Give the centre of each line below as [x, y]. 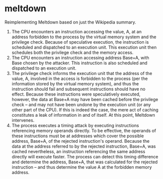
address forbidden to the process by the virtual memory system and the [84, 37]
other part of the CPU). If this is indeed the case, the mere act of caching [85, 110]
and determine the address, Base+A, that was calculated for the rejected [85, 162]
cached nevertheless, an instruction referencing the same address [78, 151]
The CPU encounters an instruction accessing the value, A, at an [77, 31]
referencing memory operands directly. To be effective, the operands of [84, 130]
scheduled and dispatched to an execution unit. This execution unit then [84, 47]
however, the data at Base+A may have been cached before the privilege [85, 99]
